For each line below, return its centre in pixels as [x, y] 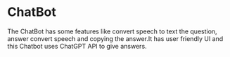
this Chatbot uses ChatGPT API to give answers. [77, 46]
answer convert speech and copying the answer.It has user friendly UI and [115, 38]
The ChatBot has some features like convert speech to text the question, [112, 31]
